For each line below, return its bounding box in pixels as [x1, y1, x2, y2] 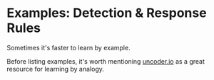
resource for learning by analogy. [6, 64, 105, 73]
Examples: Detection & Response [6, 5, 208, 21]
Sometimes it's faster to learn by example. [6, 43, 131, 52]
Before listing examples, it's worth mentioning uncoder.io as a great [6, 57, 205, 65]
